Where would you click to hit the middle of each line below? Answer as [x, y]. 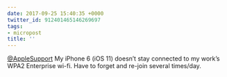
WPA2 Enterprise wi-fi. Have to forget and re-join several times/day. [104, 66]
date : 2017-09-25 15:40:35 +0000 [56, 13]
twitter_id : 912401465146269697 [54, 20]
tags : [15, 26]
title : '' [22, 39]
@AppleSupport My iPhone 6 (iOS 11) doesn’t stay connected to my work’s [113, 58]
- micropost [24, 33]
